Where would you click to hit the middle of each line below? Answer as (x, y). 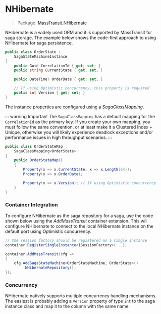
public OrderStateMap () (39, 160)
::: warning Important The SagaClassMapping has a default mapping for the (80, 116)
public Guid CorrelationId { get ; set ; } (57, 66)
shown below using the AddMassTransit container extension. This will (76, 221)
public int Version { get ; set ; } (50, 93)
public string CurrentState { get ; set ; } (58, 70)
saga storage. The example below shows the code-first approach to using (80, 38)
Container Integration (32, 205)
